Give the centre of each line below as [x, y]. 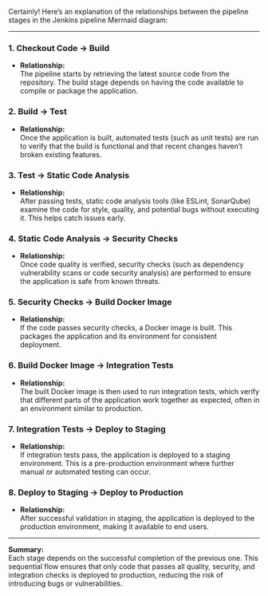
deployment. [40, 345]
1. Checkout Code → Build [59, 48]
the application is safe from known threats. [90, 282]
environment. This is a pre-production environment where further [127, 464]
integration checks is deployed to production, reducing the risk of [116, 575]
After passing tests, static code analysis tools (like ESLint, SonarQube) [135, 201]
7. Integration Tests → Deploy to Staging [87, 428]
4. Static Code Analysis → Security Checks [93, 239]
